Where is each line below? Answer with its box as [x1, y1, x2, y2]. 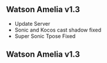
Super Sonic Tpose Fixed [14, 32, 76, 40]
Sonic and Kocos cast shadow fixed [14, 26, 102, 33]
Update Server [14, 20, 51, 27]
